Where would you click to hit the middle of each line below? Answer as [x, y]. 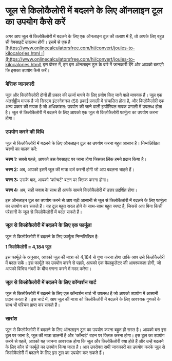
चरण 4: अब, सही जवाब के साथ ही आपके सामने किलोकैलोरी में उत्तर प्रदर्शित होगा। [71, 190]
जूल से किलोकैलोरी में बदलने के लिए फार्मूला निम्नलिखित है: [52, 236]
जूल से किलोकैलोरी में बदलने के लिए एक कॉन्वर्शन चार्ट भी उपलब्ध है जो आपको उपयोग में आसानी [82, 293]
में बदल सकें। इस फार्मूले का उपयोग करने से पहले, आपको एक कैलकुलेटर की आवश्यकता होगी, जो [83, 263]
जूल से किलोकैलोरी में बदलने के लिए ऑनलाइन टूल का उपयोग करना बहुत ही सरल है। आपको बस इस [86, 330]
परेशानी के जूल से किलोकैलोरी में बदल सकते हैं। [44, 212]
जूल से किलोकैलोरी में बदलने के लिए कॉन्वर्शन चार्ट [51, 282]
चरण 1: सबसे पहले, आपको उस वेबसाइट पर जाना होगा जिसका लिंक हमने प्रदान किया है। [76, 159]
